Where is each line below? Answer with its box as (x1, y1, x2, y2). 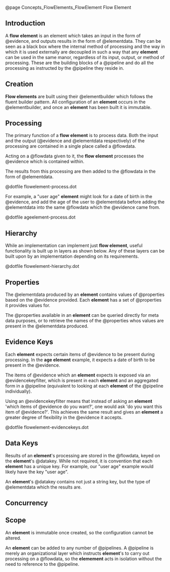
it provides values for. (5, 303, 51, 309)
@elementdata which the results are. (5, 484, 82, 490)
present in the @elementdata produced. (5, 323, 89, 329)
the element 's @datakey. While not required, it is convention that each (5, 458, 153, 464)
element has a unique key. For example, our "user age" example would (5, 463, 154, 469)
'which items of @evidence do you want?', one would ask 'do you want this (5, 403, 162, 410)
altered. (5, 535, 21, 541)
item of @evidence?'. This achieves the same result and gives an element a (5, 408, 163, 415)
